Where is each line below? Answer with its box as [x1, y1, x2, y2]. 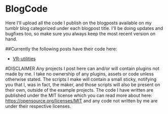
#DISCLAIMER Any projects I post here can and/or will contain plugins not [5, 65, 160, 71]
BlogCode [5, 3, 48, 15]
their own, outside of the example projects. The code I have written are [5, 87, 154, 93]
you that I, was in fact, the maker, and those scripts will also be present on [5, 82, 160, 88]
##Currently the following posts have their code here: [5, 46, 117, 52]
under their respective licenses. [5, 103, 72, 109]
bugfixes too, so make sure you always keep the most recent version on [5, 30, 156, 36]
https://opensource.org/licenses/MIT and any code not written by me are [5, 97, 158, 104]
